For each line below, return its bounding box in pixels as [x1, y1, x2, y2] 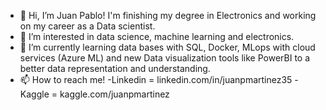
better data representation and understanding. [19, 63, 211, 74]
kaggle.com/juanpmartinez [59, 88, 170, 100]
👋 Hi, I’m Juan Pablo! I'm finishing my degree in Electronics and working [19, 10, 317, 21]
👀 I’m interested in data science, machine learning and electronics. [19, 31, 295, 42]
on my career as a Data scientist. [19, 20, 156, 32]
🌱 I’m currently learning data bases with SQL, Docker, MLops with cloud [19, 41, 316, 53]
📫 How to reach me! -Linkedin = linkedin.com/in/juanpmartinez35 [19, 74, 293, 85]
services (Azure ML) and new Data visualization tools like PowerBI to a [19, 52, 311, 64]
